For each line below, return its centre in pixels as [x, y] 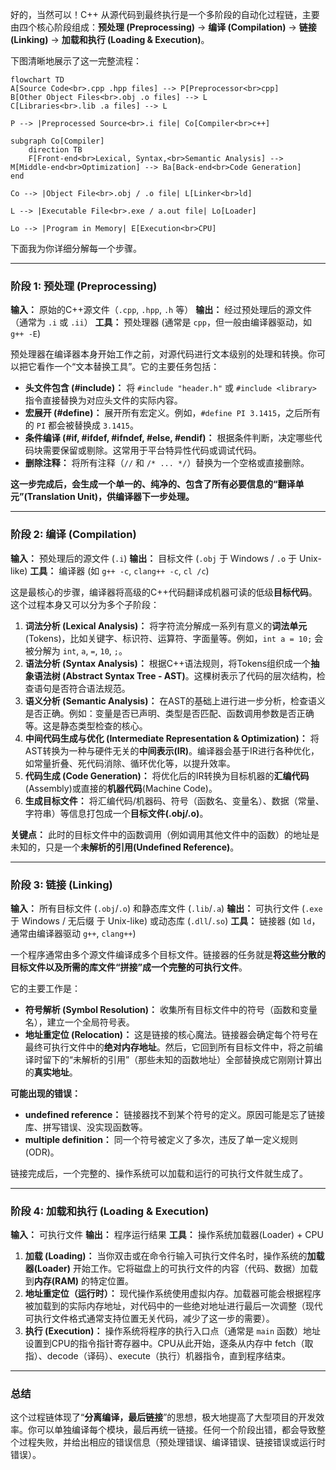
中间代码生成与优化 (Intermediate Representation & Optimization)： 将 [172, 738]
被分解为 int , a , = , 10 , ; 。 [76, 650]
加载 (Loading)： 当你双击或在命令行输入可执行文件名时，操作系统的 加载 [174, 1256]
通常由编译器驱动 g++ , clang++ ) [73, 933]
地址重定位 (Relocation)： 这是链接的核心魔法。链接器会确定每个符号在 [171, 1034]
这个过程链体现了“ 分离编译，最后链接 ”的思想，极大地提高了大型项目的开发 [163, 1417]
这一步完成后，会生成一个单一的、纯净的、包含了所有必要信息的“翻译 [153, 484]
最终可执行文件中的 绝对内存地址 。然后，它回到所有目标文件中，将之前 [169, 1047]
